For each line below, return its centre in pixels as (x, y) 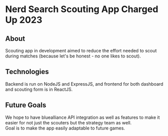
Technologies (27, 72)
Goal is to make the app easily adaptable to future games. (65, 128)
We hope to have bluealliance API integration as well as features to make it (82, 117)
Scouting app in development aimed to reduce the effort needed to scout (81, 51)
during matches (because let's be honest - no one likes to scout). (73, 56)
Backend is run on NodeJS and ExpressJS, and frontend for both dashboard (84, 84)
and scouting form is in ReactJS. (39, 89)
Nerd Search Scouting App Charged (82, 9)
